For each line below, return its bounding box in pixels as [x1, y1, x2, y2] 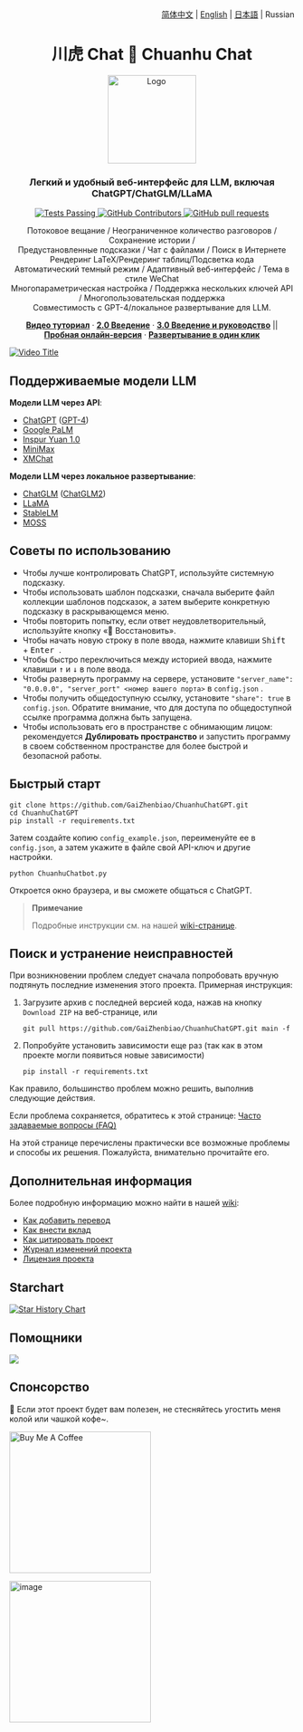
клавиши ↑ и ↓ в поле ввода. [22, 664, 133, 675]
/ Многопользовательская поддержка [78, 292, 226, 303]
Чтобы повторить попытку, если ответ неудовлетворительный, [22, 615, 267, 627]
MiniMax [22, 444, 55, 455]
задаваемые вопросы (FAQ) [9, 1120, 118, 1131]
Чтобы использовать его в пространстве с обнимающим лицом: [22, 721, 273, 732]
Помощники [9, 1330, 83, 1345]
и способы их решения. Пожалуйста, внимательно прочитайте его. [9, 1147, 270, 1158]
